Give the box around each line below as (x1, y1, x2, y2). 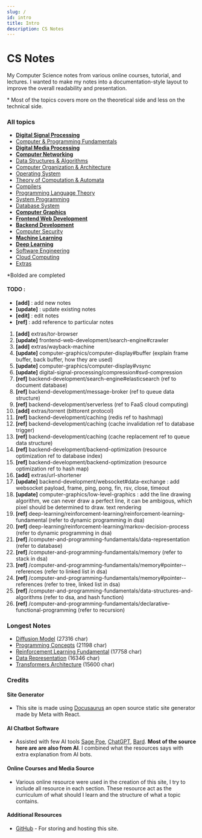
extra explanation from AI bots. (15, 751, 93, 758)
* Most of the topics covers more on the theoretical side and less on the (7, 96, 186, 103)
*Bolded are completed (7, 271, 66, 279)
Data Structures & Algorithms (15, 157, 88, 164)
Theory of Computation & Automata (15, 177, 104, 184)
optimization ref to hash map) (15, 465, 89, 472)
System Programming (15, 196, 70, 203)
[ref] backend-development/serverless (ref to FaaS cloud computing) (15, 400, 189, 408)
